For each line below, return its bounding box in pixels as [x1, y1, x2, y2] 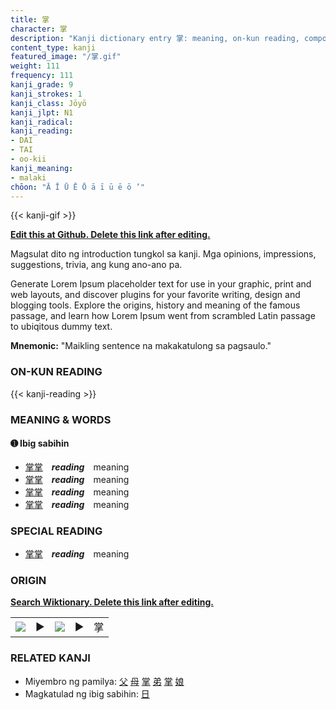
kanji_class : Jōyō [10, 98, 87, 108]
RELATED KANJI [10, 651, 91, 665]
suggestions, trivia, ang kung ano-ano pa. [10, 259, 183, 271]
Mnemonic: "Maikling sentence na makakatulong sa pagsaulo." [10, 340, 272, 352]
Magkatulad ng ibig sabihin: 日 [24, 687, 150, 700]
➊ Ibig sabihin [10, 437, 70, 450]
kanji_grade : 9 [10, 80, 74, 90]
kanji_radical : [10, 117, 74, 127]
